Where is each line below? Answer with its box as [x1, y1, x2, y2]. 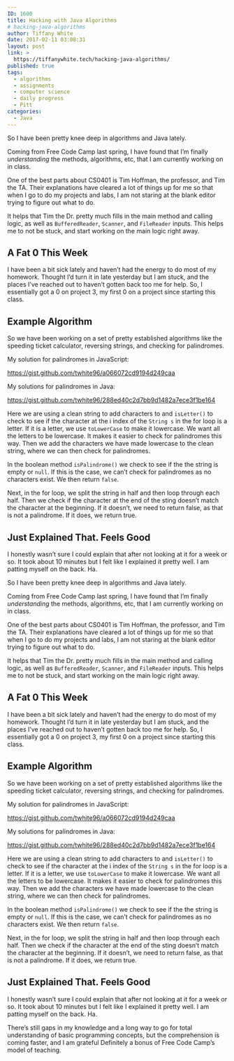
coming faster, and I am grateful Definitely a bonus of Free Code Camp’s [7, 1038, 215, 1046]
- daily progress [13, 95, 64, 102]
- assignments [13, 82, 54, 89]
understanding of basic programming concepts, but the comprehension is [7, 1031, 220, 1039]
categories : [7, 108, 42, 115]
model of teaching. [7, 1046, 61, 1054]
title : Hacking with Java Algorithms [7, 17, 117, 24]
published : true [7, 62, 54, 69]
